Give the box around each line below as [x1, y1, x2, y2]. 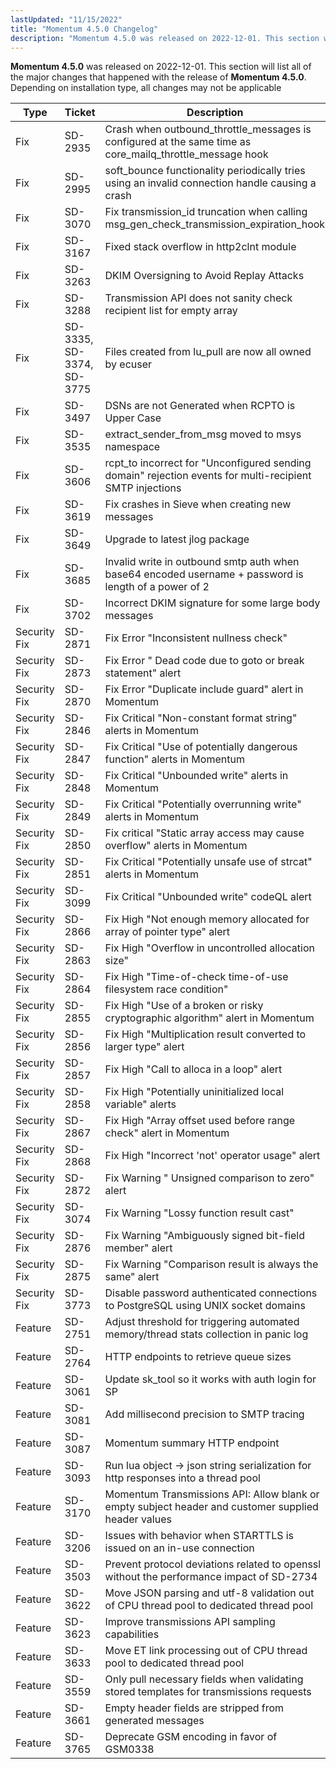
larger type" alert [104, 1040, 185, 1054]
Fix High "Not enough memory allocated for [104, 912, 310, 926]
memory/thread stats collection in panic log [104, 1327, 309, 1341]
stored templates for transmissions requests [104, 1685, 312, 1699]
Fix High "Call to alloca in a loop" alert [104, 1062, 283, 1076]
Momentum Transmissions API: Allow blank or [104, 1487, 320, 1501]
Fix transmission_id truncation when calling [104, 205, 308, 219]
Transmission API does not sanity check [104, 291, 293, 305]
